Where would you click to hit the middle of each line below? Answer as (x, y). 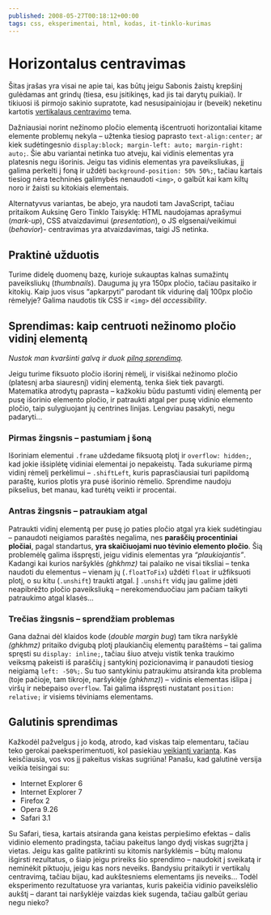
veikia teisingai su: (39, 767)
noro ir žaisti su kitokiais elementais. (69, 188)
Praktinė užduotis (54, 255)
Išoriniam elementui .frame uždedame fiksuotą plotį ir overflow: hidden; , (130, 456)
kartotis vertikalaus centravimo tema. (70, 112)
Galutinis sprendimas (64, 722)
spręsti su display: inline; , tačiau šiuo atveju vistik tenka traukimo (121, 653)
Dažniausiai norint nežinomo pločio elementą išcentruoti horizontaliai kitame (135, 127)
